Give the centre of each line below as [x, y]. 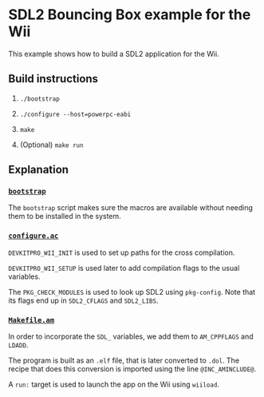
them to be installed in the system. [65, 216]
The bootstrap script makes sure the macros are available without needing [131, 208]
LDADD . [18, 345]
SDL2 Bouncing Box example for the [130, 15]
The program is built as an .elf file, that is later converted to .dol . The [124, 360]
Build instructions [53, 79]
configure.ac [33, 236]
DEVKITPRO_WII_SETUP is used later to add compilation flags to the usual [124, 268]
